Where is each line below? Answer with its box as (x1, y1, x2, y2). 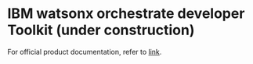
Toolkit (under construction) (7, 21, 195, 39)
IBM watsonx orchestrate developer (7, 5, 245, 23)
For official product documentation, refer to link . (7, 47, 162, 56)
